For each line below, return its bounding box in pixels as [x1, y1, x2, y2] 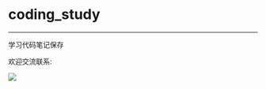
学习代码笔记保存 [8, 39, 64, 49]
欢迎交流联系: [8, 57, 53, 66]
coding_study [8, 6, 101, 24]
